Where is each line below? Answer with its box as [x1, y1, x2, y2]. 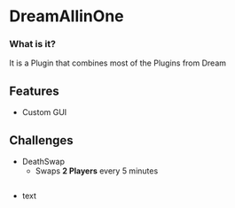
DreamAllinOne [9, 6, 124, 27]
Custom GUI [21, 107, 67, 118]
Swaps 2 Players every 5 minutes [35, 166, 159, 176]
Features [9, 83, 59, 98]
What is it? [9, 38, 56, 50]
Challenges [9, 133, 74, 148]
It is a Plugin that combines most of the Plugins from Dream [9, 58, 227, 68]
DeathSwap [21, 157, 65, 167]
